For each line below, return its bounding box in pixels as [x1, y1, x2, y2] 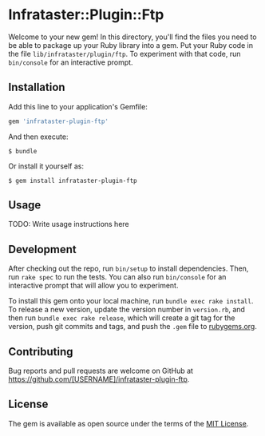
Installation [8, 81, 65, 94]
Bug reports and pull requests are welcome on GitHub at [8, 366, 194, 376]
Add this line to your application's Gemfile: [8, 101, 148, 111]
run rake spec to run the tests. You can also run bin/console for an [8, 272, 227, 282]
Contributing [8, 345, 73, 359]
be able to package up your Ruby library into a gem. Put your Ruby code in [8, 40, 254, 50]
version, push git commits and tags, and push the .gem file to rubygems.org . [8, 322, 258, 331]
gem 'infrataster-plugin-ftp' [8, 117, 109, 125]
